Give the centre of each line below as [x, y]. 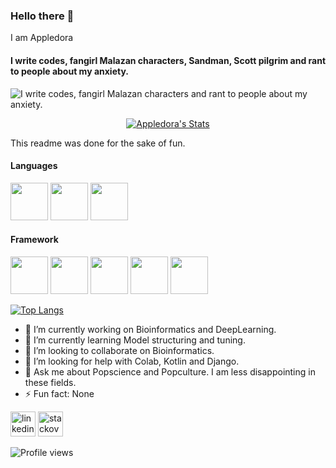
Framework [34, 240]
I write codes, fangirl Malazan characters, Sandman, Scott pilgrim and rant [168, 60]
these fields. [50, 382]
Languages [34, 166]
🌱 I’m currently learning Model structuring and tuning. [135, 340]
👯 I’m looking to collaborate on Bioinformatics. [119, 350]
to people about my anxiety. [69, 71]
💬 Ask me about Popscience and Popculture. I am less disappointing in [170, 371]
